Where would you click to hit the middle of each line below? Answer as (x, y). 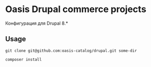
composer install (24, 59)
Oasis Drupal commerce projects (76, 9)
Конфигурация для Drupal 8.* (37, 23)
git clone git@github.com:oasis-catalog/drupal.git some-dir (71, 51)
